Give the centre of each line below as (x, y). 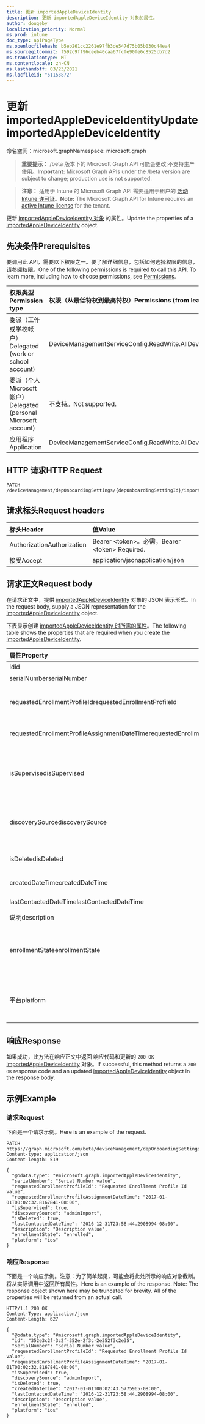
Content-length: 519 (33, 1160)
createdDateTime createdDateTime (59, 883)
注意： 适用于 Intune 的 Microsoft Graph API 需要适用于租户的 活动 (104, 191)
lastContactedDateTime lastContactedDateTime (77, 902)
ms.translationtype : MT (37, 58)
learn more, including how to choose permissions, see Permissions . (91, 276)
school (19, 362)
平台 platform (27, 1000)
